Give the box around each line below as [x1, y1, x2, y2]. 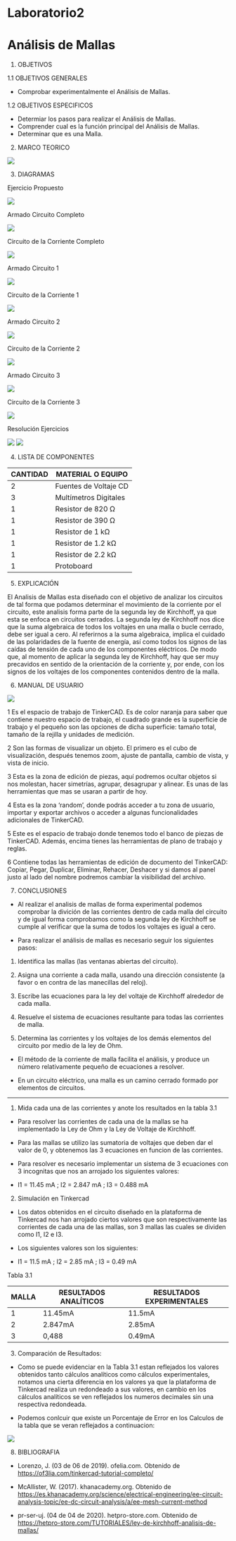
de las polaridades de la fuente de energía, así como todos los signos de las [7, 638, 227, 646]
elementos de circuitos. [17, 1084, 86, 1092]
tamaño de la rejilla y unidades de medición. [7, 730, 135, 739]
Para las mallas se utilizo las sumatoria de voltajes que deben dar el [17, 1139, 213, 1147]
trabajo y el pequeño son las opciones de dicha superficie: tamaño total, [7, 723, 216, 731]
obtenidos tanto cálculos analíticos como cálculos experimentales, [17, 1370, 211, 1379]
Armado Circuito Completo [7, 211, 85, 219]
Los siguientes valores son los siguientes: [17, 1244, 138, 1252]
